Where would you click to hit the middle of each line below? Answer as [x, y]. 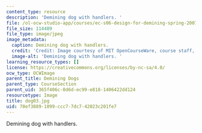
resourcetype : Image [32, 95]
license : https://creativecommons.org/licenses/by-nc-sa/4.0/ [86, 67]
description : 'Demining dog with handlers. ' [64, 17]
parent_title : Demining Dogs [43, 78]
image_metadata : [26, 40]
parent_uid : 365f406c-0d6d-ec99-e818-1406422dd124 [71, 90]
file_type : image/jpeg [35, 34]
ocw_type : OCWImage [31, 73]
